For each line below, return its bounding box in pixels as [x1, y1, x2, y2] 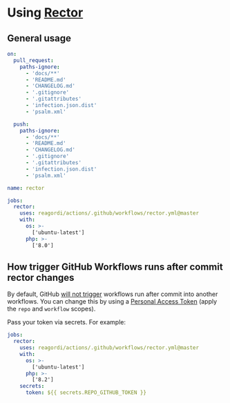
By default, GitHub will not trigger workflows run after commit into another [7, 290, 218, 298]
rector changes [7, 271, 75, 284]
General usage [7, 32, 71, 44]
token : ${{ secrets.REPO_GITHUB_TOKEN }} [25, 389, 147, 396]
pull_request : [13, 57, 54, 63]
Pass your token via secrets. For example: [7, 318, 126, 326]
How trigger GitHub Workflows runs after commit [7, 261, 223, 273]
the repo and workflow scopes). [7, 305, 96, 313]
